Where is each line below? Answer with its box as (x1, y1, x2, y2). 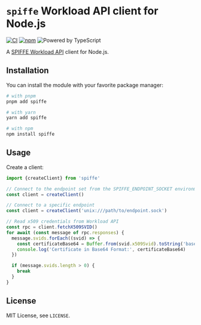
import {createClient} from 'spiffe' (6, 175, 100, 181)
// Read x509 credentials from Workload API (6, 219, 119, 225)
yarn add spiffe (6, 115, 47, 121)
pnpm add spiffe (6, 99, 47, 105)
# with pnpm (6, 93, 36, 99)
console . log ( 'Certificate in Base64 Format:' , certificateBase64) (17, 246, 186, 252)
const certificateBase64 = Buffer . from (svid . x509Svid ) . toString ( (17, 241, 184, 247)
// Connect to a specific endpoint (6, 202, 95, 209)
